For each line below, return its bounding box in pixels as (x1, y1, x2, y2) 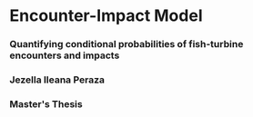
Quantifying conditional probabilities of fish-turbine (9, 38, 244, 51)
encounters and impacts (9, 49, 120, 62)
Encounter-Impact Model (9, 5, 203, 26)
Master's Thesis (9, 97, 84, 110)
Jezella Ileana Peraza (9, 73, 106, 86)
